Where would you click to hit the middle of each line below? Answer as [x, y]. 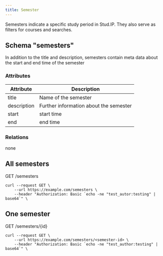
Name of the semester [65, 97]
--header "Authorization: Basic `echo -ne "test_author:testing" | [86, 244]
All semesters [27, 164]
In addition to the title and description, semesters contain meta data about [81, 57]
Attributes [18, 76]
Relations [17, 137]
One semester [28, 214]
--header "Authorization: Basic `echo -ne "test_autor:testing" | [85, 194]
